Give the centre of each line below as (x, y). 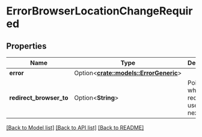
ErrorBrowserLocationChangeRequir (99, 11)
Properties (26, 46)
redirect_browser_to (39, 98)
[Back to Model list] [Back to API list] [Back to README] (75, 128)
